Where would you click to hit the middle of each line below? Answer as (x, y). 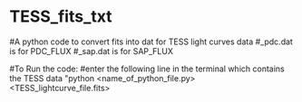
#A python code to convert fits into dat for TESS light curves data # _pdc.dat (151, 42)
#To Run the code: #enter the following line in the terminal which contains (147, 69)
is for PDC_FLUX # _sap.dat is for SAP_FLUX (92, 51)
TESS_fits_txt (61, 17)
